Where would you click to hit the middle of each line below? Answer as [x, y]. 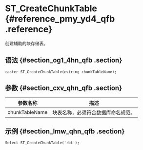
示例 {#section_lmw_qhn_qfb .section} [65, 131]
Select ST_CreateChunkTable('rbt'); [42, 143]
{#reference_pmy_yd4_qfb [60, 19]
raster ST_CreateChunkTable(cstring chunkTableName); [61, 72]
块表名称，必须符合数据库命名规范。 [94, 112]
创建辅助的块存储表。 [26, 43]
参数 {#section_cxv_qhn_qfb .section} [64, 88]
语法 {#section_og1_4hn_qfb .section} [64, 60]
